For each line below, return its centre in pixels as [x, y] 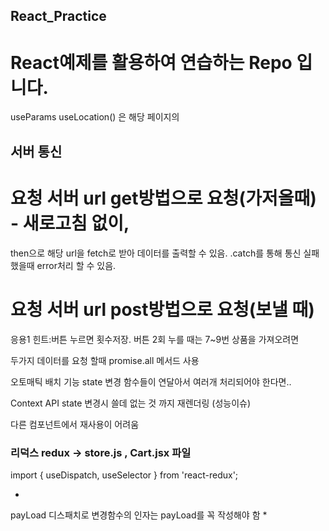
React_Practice [58, 16]
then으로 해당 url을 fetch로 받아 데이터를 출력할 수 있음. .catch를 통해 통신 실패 [165, 253]
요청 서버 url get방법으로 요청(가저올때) [163, 198]
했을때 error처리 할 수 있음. [63, 265]
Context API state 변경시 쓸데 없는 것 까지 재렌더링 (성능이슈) [131, 403]
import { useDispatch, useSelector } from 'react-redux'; [124, 475]
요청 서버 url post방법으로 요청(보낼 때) [162, 309]
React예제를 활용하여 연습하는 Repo [151, 62]
